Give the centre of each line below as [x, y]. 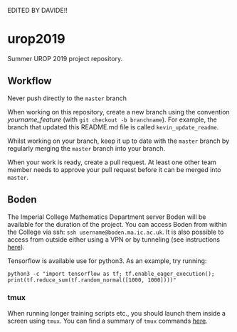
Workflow [30, 81]
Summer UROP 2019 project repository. [65, 58]
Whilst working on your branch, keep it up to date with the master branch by [118, 141]
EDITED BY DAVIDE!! [37, 10]
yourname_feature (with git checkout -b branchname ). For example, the [112, 119]
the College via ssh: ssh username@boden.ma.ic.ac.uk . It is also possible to [116, 232]
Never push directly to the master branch [67, 98]
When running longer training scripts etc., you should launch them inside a [117, 313]
